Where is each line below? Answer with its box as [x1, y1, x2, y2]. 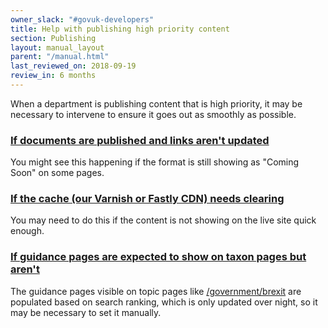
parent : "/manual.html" [10, 52, 110, 62]
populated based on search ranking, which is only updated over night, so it [10, 296, 318, 308]
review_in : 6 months [10, 71, 97, 81]
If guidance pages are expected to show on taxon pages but [10, 250, 307, 264]
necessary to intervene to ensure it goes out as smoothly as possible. [10, 108, 297, 120]
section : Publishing [10, 33, 97, 43]
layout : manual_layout [10, 42, 105, 53]
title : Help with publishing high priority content [10, 24, 230, 34]
